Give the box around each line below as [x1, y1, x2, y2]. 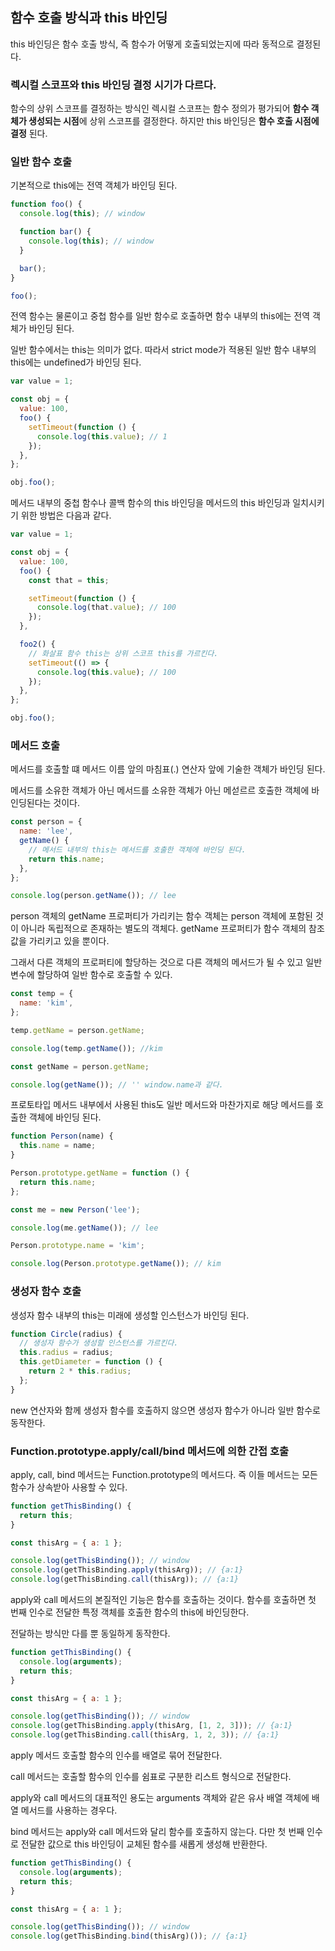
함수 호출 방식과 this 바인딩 [10, 9, 168, 27]
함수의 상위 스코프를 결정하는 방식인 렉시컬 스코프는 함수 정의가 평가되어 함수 [10, 103, 310, 115]
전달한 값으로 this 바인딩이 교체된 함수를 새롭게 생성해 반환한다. [20, 1838, 268, 1850]
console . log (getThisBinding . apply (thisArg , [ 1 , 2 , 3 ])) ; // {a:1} [10, 1721, 293, 1731]
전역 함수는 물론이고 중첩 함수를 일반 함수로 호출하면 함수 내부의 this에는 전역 [10, 310, 311, 322]
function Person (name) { [10, 1131, 114, 1142]
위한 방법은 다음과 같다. [20, 509, 112, 522]
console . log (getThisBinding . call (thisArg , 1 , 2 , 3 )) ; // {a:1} [10, 1730, 280, 1740]
